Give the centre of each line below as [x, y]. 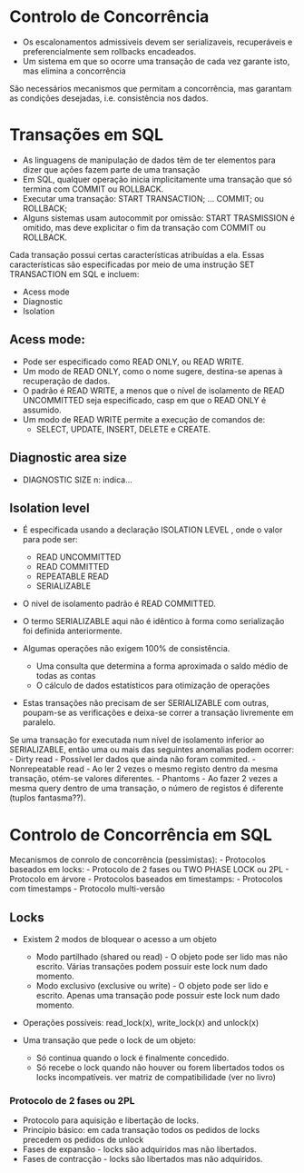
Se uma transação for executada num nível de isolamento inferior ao [137, 740]
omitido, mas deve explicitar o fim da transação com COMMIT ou [144, 227]
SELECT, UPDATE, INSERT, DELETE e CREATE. [123, 429]
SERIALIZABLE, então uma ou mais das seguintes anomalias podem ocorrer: [152, 750]
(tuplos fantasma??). [48, 798]
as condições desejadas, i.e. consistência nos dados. [109, 98]
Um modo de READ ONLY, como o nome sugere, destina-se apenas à [152, 371]
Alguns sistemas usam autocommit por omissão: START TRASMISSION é [158, 218]
